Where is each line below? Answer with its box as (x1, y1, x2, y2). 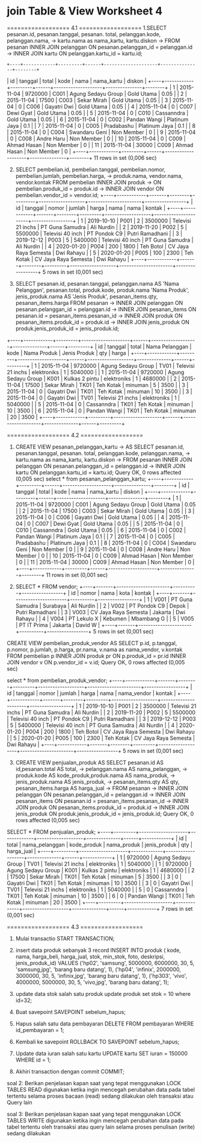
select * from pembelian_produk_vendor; (7, 676, 108, 684)
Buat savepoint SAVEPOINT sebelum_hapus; (15, 1008, 126, 1015)
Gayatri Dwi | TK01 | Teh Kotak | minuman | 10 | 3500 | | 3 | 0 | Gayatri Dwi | (7, 879, 194, 887)
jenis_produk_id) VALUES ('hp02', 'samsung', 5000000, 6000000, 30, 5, (15, 959, 195, 966)
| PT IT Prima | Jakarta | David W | (15, 621, 100, 628)
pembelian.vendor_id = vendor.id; (15, 191, 99, 198)
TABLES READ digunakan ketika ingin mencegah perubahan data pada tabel (7, 1086, 195, 1093)
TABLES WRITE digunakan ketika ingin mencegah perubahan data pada (7, 1116, 184, 1124)
